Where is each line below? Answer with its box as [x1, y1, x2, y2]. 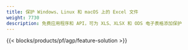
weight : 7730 [6, 15, 40, 21]
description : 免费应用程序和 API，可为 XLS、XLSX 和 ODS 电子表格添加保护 [6, 20, 182, 26]
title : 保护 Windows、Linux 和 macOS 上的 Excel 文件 [6, 9, 139, 15]
